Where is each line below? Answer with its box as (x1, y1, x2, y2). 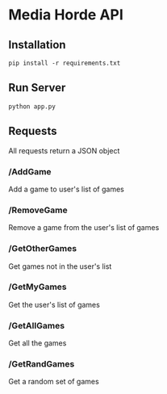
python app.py (8, 103, 56, 111)
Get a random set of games (8, 377, 99, 387)
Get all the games (8, 338, 67, 348)
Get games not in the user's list (8, 261, 112, 271)
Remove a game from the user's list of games (8, 223, 160, 233)
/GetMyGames (8, 281, 67, 292)
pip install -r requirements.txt (8, 59, 121, 67)
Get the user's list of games (8, 300, 101, 309)
